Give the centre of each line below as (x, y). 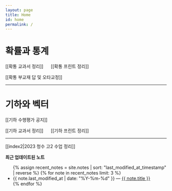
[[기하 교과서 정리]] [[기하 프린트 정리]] (47, 131)
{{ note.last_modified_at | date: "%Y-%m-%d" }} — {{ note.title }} (81, 178)
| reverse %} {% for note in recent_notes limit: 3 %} (67, 173)
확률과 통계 (27, 51)
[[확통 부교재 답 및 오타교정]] (34, 77)
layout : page (19, 10)
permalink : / (19, 24)
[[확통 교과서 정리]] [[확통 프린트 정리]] (47, 67)
